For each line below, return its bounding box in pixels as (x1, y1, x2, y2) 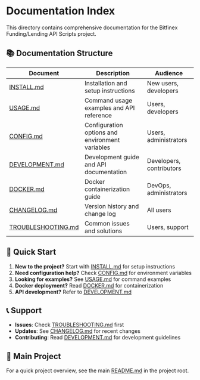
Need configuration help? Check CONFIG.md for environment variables (14, 269, 192, 276)
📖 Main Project (6, 351, 61, 362)
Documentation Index (6, 4, 115, 18)
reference (84, 111, 112, 119)
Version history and (84, 202, 139, 210)
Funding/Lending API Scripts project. (6, 30, 96, 37)
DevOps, (146, 181, 171, 189)
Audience (154, 69, 183, 77)
